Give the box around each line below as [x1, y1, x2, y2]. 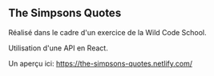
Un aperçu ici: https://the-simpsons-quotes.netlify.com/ [8, 58, 192, 68]
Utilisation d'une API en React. [8, 43, 108, 53]
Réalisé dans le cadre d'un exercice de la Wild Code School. [8, 27, 207, 37]
